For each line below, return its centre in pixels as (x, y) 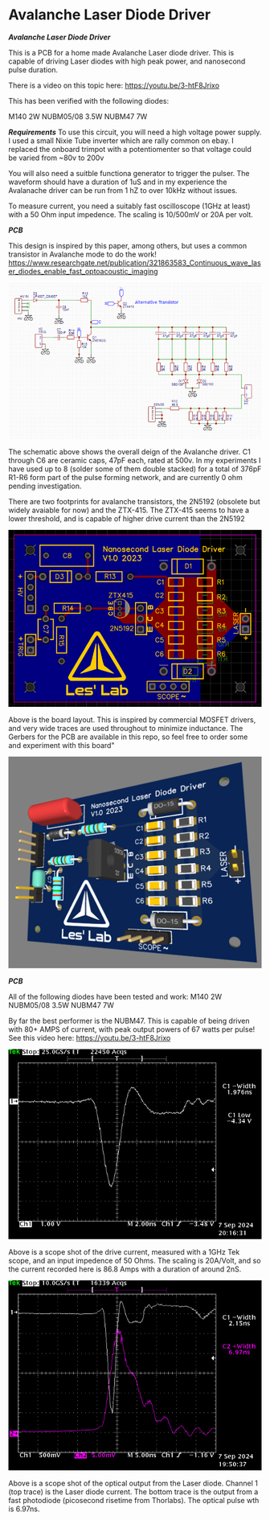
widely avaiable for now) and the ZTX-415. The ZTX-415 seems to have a (129, 510)
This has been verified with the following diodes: (89, 101)
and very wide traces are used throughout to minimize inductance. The (126, 729)
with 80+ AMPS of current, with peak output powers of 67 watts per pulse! (132, 1029)
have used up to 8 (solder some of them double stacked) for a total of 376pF (135, 469)
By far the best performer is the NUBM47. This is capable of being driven (129, 1021)
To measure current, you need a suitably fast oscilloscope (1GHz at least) (129, 206)
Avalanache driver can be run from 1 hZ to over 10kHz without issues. (123, 190)
